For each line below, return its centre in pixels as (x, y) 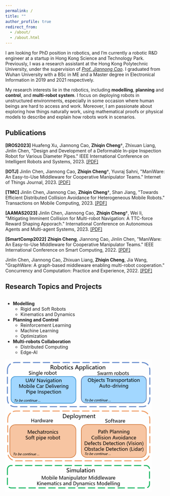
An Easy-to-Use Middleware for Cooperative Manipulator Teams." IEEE (80, 244)
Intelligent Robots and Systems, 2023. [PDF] (52, 161)
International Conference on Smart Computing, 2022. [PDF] (68, 250)
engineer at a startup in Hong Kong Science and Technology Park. (75, 58)
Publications (26, 133)
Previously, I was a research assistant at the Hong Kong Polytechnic (77, 64)
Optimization (34, 336)
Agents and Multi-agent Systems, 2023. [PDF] (54, 229)
